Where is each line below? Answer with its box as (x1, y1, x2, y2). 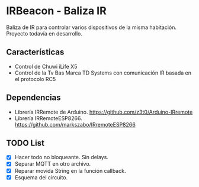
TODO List (6, 138, 44, 148)
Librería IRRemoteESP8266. (14, 114, 82, 122)
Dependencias (6, 93, 61, 103)
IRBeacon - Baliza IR (6, 4, 107, 18)
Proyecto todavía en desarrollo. (6, 30, 83, 37)
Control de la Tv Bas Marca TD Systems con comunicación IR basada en (14, 69, 191, 76)
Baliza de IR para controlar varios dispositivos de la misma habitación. (6, 24, 176, 31)
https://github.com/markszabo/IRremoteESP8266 (14, 121, 136, 128)
